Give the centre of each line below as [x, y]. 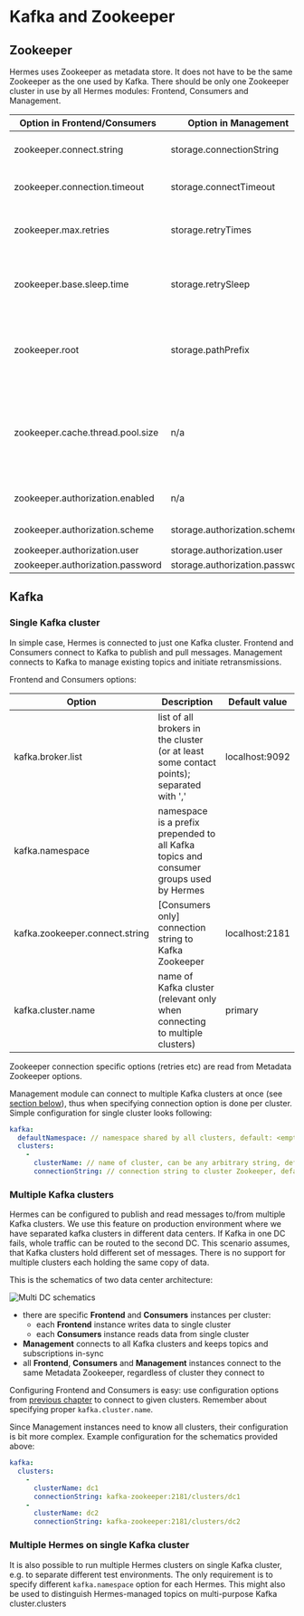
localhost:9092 [257, 756]
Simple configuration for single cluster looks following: [111, 1113]
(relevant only [187, 999]
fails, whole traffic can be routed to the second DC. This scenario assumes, [150, 1243]
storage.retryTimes [211, 230]
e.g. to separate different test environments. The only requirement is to [141, 1574]
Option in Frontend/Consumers [88, 123]
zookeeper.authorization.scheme [84, 530]
